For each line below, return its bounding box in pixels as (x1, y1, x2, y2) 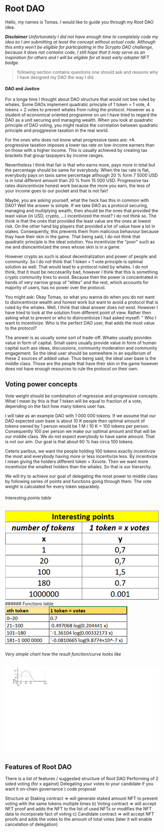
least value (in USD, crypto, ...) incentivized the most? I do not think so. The (5, 213, 157, 219)
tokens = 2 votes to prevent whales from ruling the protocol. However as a (5, 107, 155, 113)
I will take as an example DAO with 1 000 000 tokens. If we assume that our (5, 413, 156, 418)
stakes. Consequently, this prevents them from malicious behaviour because (5, 229, 159, 234)
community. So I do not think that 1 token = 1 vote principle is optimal (5, 259, 143, 265)
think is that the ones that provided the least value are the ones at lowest (5, 218, 151, 224)
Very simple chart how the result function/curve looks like (5, 651, 122, 657)
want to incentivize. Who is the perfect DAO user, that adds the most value (5, 320, 155, 326)
